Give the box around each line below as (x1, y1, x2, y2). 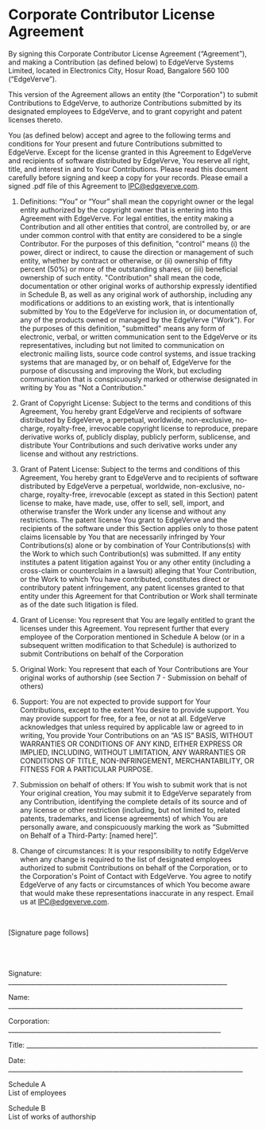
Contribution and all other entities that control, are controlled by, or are (19, 221, 251, 232)
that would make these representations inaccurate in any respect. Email (19, 888, 254, 897)
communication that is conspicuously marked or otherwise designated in (19, 374, 258, 384)
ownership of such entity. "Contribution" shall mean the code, (19, 272, 222, 282)
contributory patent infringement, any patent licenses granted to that (19, 583, 245, 592)
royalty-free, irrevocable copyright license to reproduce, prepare (46, 424, 259, 433)
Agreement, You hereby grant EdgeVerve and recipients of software (19, 406, 242, 416)
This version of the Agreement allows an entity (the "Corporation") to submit (8, 89, 258, 99)
